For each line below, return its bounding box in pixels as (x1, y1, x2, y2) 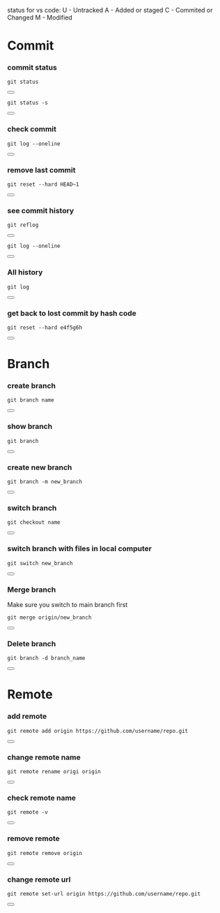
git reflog (7, 221, 39, 229)
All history (7, 268, 43, 277)
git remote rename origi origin (7, 768, 101, 775)
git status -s (7, 99, 49, 107)
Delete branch (7, 638, 56, 648)
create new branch (7, 462, 72, 472)
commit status (7, 63, 57, 73)
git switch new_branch (7, 560, 73, 567)
